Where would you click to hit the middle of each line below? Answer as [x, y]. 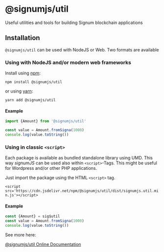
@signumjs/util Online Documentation [43, 244]
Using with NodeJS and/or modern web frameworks [68, 62]
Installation [23, 38]
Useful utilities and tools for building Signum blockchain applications [74, 23]
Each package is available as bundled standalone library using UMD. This [79, 158]
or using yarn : [19, 91]
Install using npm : [23, 73]
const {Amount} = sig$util [33, 216]
